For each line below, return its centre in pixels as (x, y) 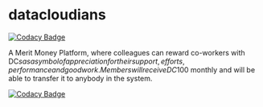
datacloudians (57, 15)
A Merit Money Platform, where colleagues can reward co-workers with (127, 52)
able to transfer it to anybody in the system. (80, 78)
